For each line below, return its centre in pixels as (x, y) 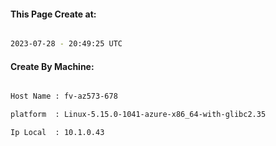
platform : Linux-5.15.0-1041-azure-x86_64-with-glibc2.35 (138, 115)
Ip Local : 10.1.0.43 (57, 133)
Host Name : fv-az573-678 (64, 96)
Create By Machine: (52, 66)
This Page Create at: (53, 14)
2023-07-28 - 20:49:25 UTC (66, 44)
